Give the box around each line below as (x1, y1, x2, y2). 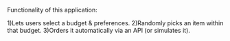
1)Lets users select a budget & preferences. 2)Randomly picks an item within (7, 19, 224, 27)
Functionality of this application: (7, 6, 97, 14)
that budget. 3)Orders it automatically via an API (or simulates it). (7, 27, 191, 34)
